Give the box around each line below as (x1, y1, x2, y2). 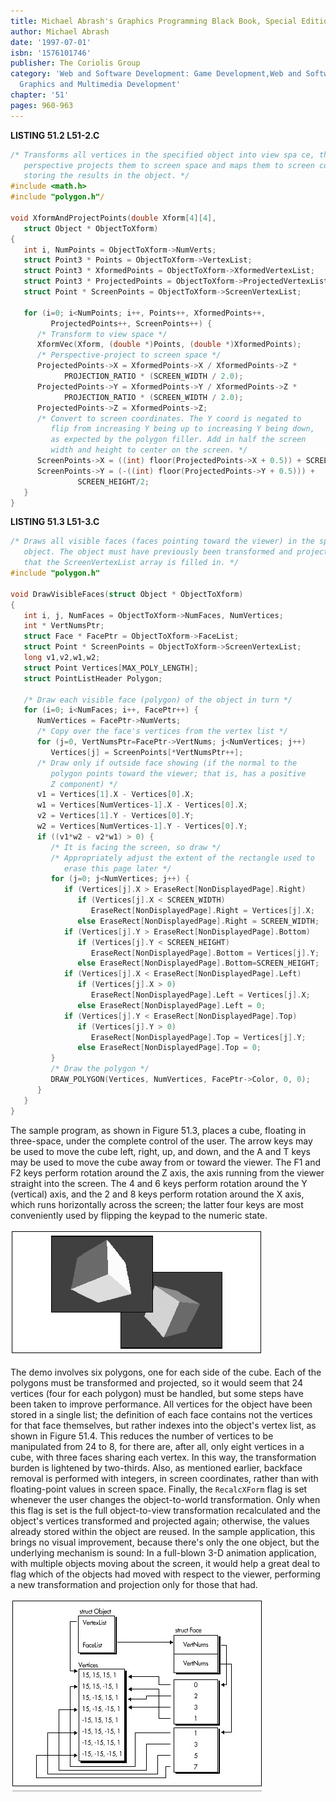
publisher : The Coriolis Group (10, 58, 141, 69)
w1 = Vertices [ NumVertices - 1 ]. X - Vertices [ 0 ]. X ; (36, 800, 248, 810)
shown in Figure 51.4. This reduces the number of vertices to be (10, 1430, 274, 1442)
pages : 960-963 (10, 100, 74, 110)
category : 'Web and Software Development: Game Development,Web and (10, 69, 302, 79)
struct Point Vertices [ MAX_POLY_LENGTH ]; (23, 663, 199, 673)
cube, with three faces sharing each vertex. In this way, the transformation (10, 1451, 317, 1463)
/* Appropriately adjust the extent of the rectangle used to (50, 853, 315, 863)
